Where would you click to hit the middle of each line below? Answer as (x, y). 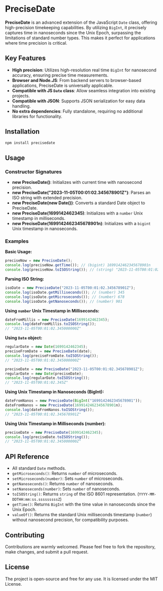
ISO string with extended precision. (47, 198)
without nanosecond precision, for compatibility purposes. (71, 520)
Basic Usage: (19, 252)
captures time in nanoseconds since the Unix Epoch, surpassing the (73, 33)
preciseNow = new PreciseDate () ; (39, 261)
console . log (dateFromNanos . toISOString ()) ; (50, 410)
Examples (17, 241)
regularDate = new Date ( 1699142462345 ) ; (47, 347)
